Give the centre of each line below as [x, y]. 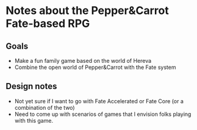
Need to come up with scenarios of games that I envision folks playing [103, 114]
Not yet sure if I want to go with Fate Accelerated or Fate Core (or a [99, 101]
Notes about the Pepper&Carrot [87, 11]
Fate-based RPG [48, 23]
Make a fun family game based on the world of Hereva [83, 61]
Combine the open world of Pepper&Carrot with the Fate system [95, 67]
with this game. [34, 120]
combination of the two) [45, 107]
